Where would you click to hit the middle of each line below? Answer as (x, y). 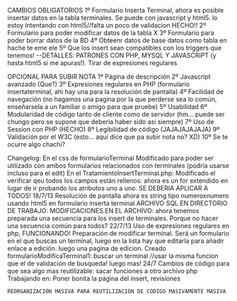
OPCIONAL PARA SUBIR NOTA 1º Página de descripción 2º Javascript (109, 76)
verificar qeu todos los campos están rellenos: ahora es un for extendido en (118, 181)
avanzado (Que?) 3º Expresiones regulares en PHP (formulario (98, 84)
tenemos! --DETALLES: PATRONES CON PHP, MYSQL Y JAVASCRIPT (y (112, 55)
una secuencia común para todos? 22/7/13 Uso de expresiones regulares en (118, 226)
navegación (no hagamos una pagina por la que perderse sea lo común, (112, 99)
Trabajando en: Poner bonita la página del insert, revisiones (94, 278)
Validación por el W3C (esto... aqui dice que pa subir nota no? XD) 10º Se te (118, 137)
